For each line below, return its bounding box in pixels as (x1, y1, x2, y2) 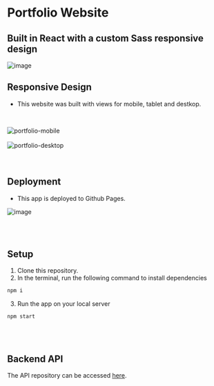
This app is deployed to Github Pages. (17, 194, 126, 202)
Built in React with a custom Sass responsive (7, 32, 204, 44)
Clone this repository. (17, 267, 79, 275)
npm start (7, 313, 36, 320)
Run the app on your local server (17, 300, 110, 308)
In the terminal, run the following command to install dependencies (17, 274, 207, 282)
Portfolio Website (7, 5, 109, 21)
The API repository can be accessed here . (7, 371, 127, 379)
